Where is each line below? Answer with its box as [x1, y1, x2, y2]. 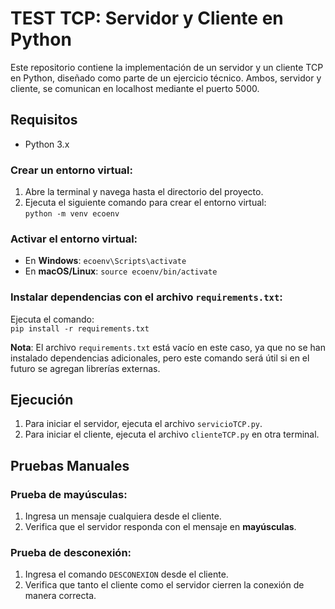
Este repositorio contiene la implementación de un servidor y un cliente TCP [10, 61, 324, 73]
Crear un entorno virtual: [10, 163, 134, 177]
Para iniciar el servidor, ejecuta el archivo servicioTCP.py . [24, 418, 263, 430]
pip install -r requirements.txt [10, 323, 150, 334]
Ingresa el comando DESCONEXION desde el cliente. [24, 568, 229, 581]
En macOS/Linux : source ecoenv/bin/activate [24, 265, 218, 277]
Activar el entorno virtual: [10, 232, 138, 246]
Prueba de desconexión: [10, 546, 132, 560]
